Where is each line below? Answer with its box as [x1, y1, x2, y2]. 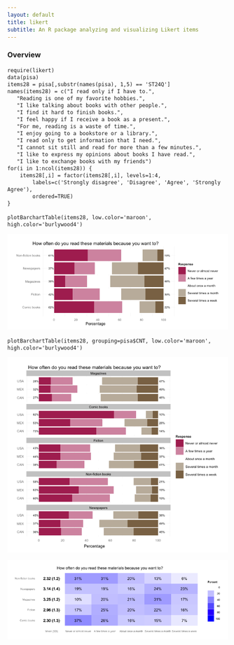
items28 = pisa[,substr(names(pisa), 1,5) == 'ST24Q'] [7, 81, 171, 88]
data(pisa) [7, 74, 39, 81]
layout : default [7, 11, 55, 18]
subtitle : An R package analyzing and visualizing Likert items [7, 26, 199, 33]
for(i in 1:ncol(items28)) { [7, 165, 92, 172]
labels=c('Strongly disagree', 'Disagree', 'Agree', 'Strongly [32, 179, 221, 186]
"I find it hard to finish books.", [16, 109, 124, 116]
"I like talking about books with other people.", [16, 102, 168, 109]
